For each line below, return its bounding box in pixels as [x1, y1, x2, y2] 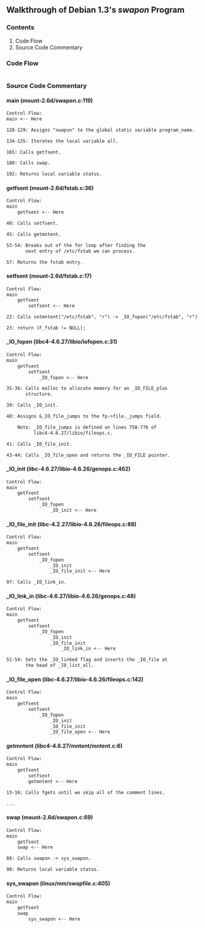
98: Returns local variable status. [6, 866, 99, 873]
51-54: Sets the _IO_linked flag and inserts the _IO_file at [6, 657, 168, 663]
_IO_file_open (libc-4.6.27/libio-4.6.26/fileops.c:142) [6, 676, 144, 683]
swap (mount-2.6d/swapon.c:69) [6, 814, 93, 821]
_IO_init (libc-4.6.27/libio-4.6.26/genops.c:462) [6, 465, 131, 473]
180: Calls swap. [6, 160, 51, 166]
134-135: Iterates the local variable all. [6, 138, 119, 144]
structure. [25, 391, 53, 397]
